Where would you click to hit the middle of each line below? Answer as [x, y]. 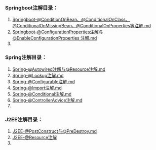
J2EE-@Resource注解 [35, 137]
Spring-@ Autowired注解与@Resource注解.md [59, 69]
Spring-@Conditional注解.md [42, 94]
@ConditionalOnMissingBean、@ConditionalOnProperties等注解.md [81, 26]
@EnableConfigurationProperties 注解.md [55, 38]
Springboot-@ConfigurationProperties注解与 [58, 32]
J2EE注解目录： [24, 119]
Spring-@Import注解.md [37, 88]
